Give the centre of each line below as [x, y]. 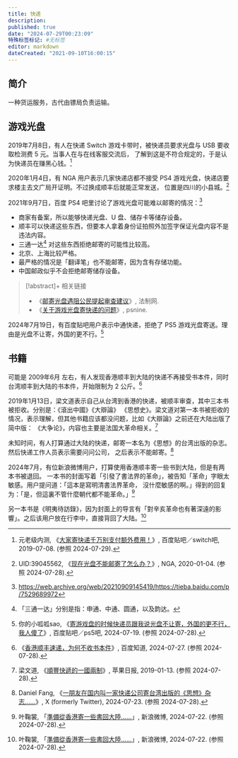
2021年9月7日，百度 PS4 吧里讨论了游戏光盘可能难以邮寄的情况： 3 [106, 202]
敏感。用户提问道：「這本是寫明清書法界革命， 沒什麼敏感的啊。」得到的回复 [117, 485]
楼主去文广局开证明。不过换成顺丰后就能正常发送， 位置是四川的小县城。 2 [122, 186]
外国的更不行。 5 [81, 333]
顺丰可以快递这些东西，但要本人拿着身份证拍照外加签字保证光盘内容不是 [123, 226]
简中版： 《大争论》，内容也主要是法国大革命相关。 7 [83, 427]
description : [27, 21]
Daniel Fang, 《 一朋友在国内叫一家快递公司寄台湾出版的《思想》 [112, 693]
